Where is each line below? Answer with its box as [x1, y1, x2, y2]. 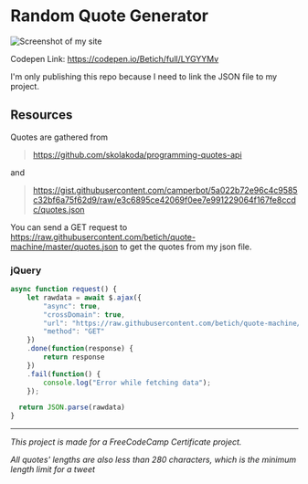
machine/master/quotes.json [10, 241, 118, 252]
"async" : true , [43, 301, 101, 310]
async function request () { [10, 285, 118, 294]
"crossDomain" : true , [43, 310, 126, 320]
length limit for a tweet [10, 464, 95, 475]
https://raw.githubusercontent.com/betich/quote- [10, 231, 196, 242]
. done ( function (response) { [27, 344, 133, 353]
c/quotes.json [32, 204, 85, 215]
